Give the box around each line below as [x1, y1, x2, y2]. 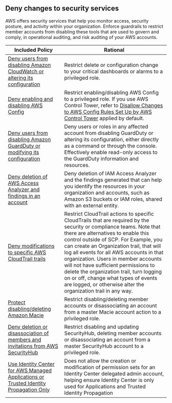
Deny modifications [8, 242, 55, 250]
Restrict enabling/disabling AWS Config [63, 89, 159, 96]
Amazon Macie [8, 312, 44, 319]
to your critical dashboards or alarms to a [63, 68, 163, 75]
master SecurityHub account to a [63, 342, 144, 350]
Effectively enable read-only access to [63, 148, 158, 156]
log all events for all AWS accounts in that [63, 248, 164, 256]
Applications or [8, 373, 45, 380]
